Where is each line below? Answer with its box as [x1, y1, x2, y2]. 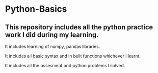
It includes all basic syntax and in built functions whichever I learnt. [5, 53, 141, 59]
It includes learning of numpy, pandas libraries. [5, 44, 100, 49]
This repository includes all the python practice [5, 23, 153, 31]
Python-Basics [5, 3, 67, 15]
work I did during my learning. [5, 30, 99, 39]
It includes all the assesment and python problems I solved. [5, 63, 125, 68]
